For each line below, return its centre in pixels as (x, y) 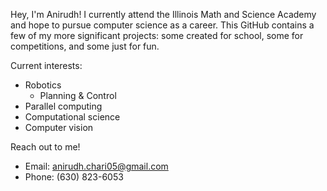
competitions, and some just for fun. (85, 46)
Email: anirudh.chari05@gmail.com (96, 166)
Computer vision (59, 127)
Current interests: (46, 65)
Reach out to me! (45, 147)
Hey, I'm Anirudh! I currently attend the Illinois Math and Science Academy (163, 14)
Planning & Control (78, 95)
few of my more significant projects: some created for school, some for (157, 35)
